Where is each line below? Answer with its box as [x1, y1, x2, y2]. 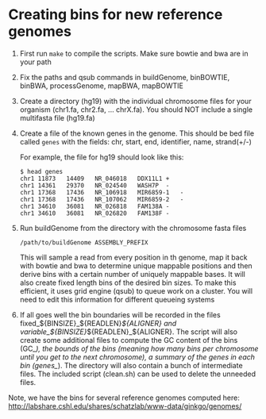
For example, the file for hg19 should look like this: [19, 152, 184, 162]
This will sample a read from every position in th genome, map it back [19, 252, 248, 262]
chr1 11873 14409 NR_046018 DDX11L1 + [19, 175, 170, 183]
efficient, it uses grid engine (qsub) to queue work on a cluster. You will [19, 286, 253, 295]
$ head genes [19, 167, 64, 175]
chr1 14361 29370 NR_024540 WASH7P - [19, 181, 170, 190]
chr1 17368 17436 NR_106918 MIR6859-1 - [19, 188, 184, 196]
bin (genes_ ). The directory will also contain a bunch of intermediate [19, 360, 244, 370]
